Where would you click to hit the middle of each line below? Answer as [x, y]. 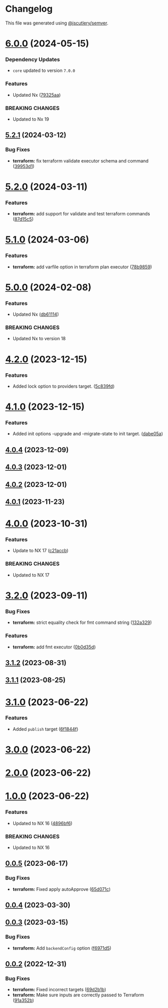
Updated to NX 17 [31, 575]
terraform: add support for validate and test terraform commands [81, 214]
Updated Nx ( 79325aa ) [37, 95]
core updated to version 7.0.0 [44, 71]
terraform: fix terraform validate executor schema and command [80, 160]
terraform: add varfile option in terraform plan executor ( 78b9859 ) [82, 267]
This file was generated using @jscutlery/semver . [57, 23]
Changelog [29, 9]
